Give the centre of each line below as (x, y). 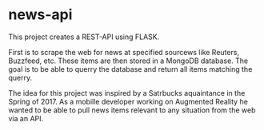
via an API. (26, 118)
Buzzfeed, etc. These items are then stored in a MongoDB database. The (128, 61)
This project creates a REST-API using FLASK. (84, 37)
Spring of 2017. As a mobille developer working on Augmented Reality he (128, 101)
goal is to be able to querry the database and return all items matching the (130, 69)
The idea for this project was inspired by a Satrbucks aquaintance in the (127, 93)
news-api (40, 15)
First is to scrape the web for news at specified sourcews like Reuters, (124, 52)
